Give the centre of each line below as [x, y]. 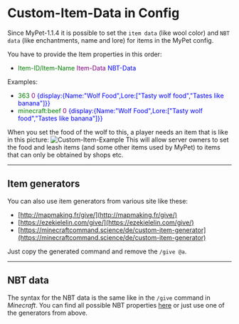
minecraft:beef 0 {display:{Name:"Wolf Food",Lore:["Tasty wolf [110, 110]
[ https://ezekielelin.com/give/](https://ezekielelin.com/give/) [106, 222]
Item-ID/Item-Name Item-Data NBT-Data [77, 68]
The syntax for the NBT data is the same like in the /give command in [109, 298]
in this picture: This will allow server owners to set [118, 140]
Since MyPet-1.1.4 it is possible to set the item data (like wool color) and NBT [118, 33]
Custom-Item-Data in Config [94, 13]
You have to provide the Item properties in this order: [85, 54]
